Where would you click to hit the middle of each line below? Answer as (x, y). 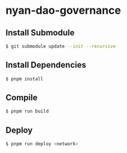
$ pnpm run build (27, 112)
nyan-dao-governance (63, 10)
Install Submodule (40, 33)
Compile (22, 97)
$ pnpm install (25, 79)
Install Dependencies (46, 65)
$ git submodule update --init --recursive (61, 46)
